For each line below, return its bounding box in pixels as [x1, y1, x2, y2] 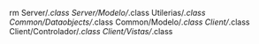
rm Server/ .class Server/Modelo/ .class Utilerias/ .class [9, 8, 206, 18]
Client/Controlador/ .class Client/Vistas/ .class [9, 26, 173, 36]
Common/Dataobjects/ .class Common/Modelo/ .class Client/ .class [9, 17, 250, 27]
